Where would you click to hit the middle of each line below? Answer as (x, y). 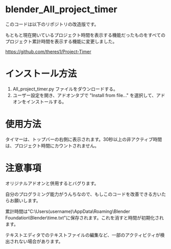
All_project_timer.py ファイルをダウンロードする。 (65, 89)
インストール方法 (41, 74)
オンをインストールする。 (40, 102)
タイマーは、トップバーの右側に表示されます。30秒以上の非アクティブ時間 (84, 139)
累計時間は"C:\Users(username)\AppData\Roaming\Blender (68, 211)
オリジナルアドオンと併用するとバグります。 (52, 183)
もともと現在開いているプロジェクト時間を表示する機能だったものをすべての (86, 35)
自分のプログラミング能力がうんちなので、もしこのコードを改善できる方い (83, 194)
